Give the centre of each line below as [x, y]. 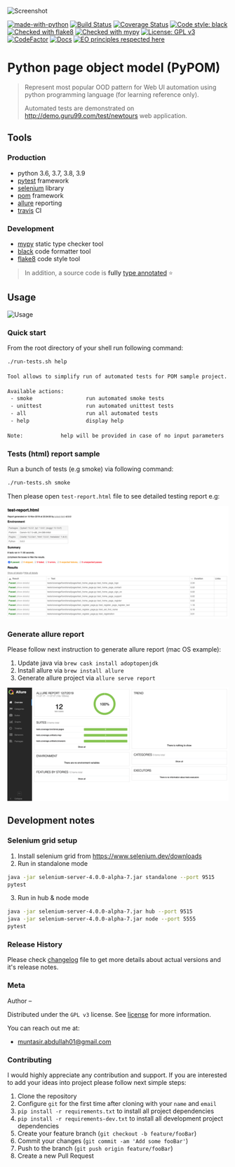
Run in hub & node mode [53, 898]
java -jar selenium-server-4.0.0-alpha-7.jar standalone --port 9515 [111, 877]
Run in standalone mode [53, 863]
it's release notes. [33, 967]
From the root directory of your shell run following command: [95, 348]
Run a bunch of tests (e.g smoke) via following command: [90, 469]
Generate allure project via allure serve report [86, 678]
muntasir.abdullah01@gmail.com [64, 1041]
